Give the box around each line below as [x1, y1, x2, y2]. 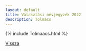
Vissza [5, 40, 19, 46]
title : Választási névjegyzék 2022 [5, 12, 81, 17]
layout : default [5, 7, 40, 13]
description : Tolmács [5, 17, 52, 22]
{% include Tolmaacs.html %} [5, 31, 68, 37]
